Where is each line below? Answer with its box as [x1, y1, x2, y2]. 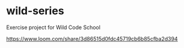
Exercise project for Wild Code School [6, 24, 101, 31]
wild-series [6, 4, 64, 18]
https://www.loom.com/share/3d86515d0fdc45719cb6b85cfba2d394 [6, 35, 179, 42]
